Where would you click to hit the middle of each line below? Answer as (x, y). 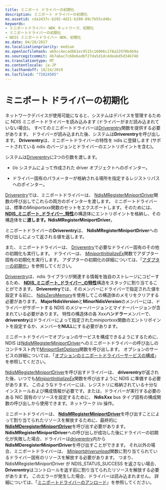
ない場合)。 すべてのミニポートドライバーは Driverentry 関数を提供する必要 (85, 128)
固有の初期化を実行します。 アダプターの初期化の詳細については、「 (74, 260)
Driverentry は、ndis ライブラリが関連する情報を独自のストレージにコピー (80, 276)
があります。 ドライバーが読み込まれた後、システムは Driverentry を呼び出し (83, 134)
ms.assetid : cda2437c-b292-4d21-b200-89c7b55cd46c (58, 19)
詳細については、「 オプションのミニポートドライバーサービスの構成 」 (88, 355)
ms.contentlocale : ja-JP (31, 65)
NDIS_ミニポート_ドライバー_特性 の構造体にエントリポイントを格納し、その (83, 213)
